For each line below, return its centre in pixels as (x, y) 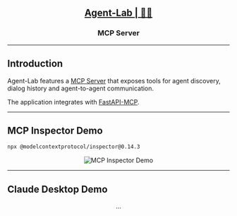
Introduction (35, 64)
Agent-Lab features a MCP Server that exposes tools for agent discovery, (114, 80)
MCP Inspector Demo (55, 130)
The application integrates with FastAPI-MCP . (73, 102)
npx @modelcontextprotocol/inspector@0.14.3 (74, 147)
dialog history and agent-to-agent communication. (80, 88)
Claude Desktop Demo (57, 189)
